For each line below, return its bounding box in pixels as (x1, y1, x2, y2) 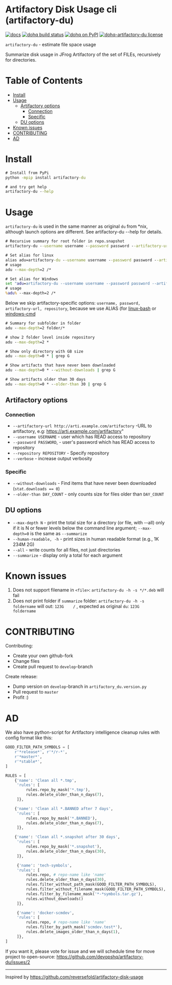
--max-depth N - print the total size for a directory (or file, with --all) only (12, 519, 165, 525)
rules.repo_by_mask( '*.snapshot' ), (26, 844, 102, 850)
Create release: (5, 674, 38, 680)
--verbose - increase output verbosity (12, 456, 93, 462)
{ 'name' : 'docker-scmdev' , (16, 910, 74, 915)
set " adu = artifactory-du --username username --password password (5, 281, 150, 286)
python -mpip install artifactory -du (5, 175, 86, 180)
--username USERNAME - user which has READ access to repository (12, 434, 151, 440)
